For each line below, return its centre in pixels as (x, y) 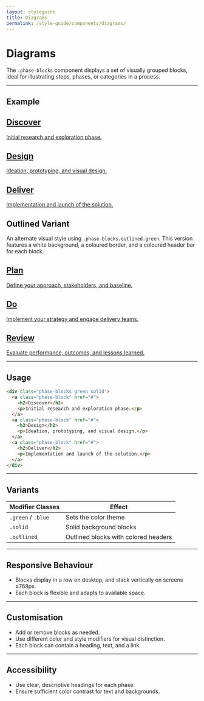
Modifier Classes (35, 507)
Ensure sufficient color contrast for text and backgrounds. (87, 691)
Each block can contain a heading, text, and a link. (78, 645)
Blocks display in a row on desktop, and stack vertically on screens (99, 580)
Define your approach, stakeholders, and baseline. (70, 285)
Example (23, 101)
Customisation (35, 618)
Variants (23, 490)
